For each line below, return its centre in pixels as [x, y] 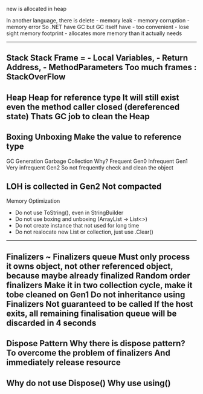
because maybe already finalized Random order [98, 276]
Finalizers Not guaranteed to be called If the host [100, 304]
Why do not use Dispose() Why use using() [89, 383]
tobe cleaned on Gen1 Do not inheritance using [96, 294]
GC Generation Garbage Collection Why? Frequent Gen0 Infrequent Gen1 [97, 161]
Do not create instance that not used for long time [77, 226]
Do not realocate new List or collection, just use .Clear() [84, 232]
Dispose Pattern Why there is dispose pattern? [96, 343]
